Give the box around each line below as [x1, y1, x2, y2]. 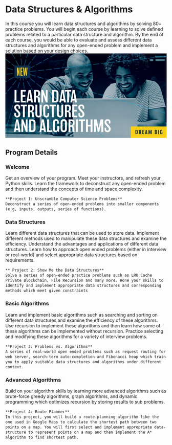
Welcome [5, 163, 30, 170]
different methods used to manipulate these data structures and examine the [5, 235, 167, 241]
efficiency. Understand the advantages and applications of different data [5, 241, 159, 247]
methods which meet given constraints [5, 288, 88, 294]
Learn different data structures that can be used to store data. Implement [5, 230, 160, 236]
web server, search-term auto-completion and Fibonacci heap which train [5, 354, 166, 359]
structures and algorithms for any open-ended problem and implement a [5, 42, 158, 48]
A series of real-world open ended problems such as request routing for [5, 349, 166, 354]
